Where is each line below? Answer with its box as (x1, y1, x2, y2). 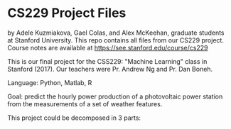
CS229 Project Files (7, 5, 127, 21)
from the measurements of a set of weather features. (7, 99, 163, 108)
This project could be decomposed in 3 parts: (7, 113, 141, 122)
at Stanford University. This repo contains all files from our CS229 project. (7, 35, 224, 44)
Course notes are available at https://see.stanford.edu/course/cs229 (7, 43, 208, 52)
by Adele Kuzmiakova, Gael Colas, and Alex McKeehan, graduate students (7, 28, 225, 37)
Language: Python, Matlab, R (7, 78, 92, 86)
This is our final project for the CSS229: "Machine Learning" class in (7, 57, 208, 65)
